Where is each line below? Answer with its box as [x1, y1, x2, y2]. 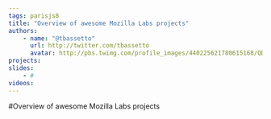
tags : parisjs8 [8, 11, 60, 20]
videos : [8, 79, 35, 87]
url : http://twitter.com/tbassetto [29, 42, 150, 50]
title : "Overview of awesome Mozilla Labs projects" [8, 19, 190, 27]
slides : [8, 64, 35, 72]
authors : [8, 27, 38, 35]
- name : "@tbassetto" [23, 34, 95, 43]
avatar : [29, 49, 56, 57]
